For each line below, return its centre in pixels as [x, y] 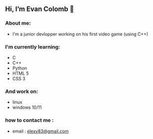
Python [20, 68]
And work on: [22, 91]
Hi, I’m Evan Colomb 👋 [40, 9]
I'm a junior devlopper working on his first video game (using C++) [80, 34]
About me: [18, 23]
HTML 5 [21, 73]
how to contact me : [29, 120]
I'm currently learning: [33, 46]
